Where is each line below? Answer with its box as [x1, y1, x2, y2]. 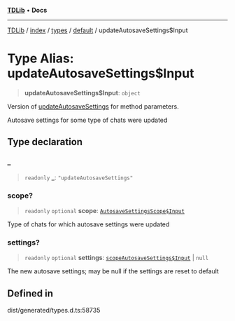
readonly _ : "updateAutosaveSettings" [24, 173, 134, 182]
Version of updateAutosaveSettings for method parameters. [7, 102, 180, 111]
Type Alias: [7, 50, 75, 67]
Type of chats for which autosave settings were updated [7, 220, 170, 228]
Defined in [7, 287, 54, 299]
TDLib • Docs [7, 6, 48, 14]
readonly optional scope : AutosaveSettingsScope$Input [24, 206, 185, 214]
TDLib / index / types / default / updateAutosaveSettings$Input [7, 26, 188, 34]
